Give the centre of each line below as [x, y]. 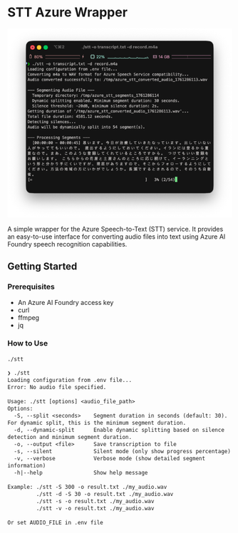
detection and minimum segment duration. [70, 437]
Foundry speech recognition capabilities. [67, 244]
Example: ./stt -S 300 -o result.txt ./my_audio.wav [87, 487]
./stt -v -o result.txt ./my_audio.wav [95, 508]
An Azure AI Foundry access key [66, 302]
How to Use [28, 343]
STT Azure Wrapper [68, 12]
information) [27, 465]
